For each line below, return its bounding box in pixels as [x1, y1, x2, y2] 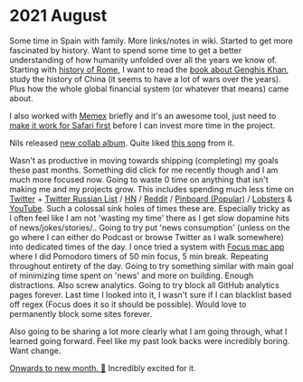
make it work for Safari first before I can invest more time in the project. [9, 119, 276, 131]
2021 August [9, 5, 108, 26]
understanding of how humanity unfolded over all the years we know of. [9, 54, 278, 65]
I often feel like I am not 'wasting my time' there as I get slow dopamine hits [9, 212, 289, 223]
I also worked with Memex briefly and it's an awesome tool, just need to [9, 110, 277, 121]
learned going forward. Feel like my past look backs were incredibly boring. [9, 335, 290, 346]
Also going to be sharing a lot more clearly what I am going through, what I [9, 326, 288, 337]
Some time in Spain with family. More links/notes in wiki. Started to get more [9, 35, 294, 46]
